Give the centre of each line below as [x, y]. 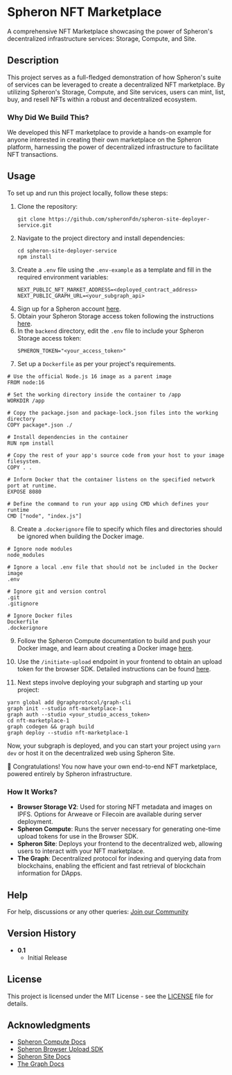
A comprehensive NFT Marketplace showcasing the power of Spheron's [110, 31]
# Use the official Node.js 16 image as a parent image [89, 376]
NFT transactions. [33, 155]
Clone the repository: [47, 206]
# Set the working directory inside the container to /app [94, 395]
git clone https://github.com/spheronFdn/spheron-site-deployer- [113, 219]
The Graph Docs [41, 1064]
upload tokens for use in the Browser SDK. [78, 836]
